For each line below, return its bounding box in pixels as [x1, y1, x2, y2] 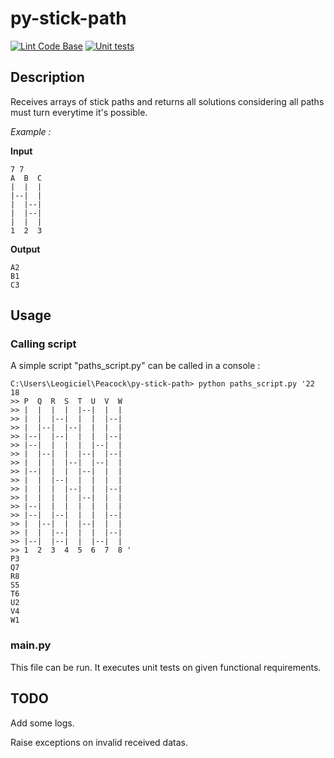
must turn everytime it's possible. [10, 106, 148, 118]
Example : [10, 125, 52, 137]
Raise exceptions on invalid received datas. [10, 736, 188, 748]
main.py [10, 638, 52, 652]
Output [10, 243, 41, 255]
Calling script [10, 337, 77, 351]
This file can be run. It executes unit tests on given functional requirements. [10, 661, 322, 673]
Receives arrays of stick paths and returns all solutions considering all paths [10, 95, 325, 107]
